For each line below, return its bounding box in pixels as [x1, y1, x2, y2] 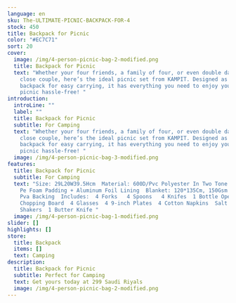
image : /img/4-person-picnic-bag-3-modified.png [13, 154, 159, 162]
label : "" [13, 108, 42, 115]
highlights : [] [7, 226, 52, 233]
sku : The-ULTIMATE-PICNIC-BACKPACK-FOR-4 [7, 17, 131, 24]
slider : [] [7, 219, 39, 226]
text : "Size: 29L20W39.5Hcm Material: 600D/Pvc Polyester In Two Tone [13, 180, 228, 187]
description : [7, 259, 46, 266]
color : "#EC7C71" [7, 37, 58, 44]
